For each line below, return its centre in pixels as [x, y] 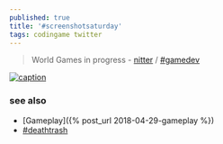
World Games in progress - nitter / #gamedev [116, 60]
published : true [40, 18]
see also [28, 101]
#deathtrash [45, 130]
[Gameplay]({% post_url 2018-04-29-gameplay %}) [118, 120]
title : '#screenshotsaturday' [66, 26]
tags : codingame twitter [56, 34]
